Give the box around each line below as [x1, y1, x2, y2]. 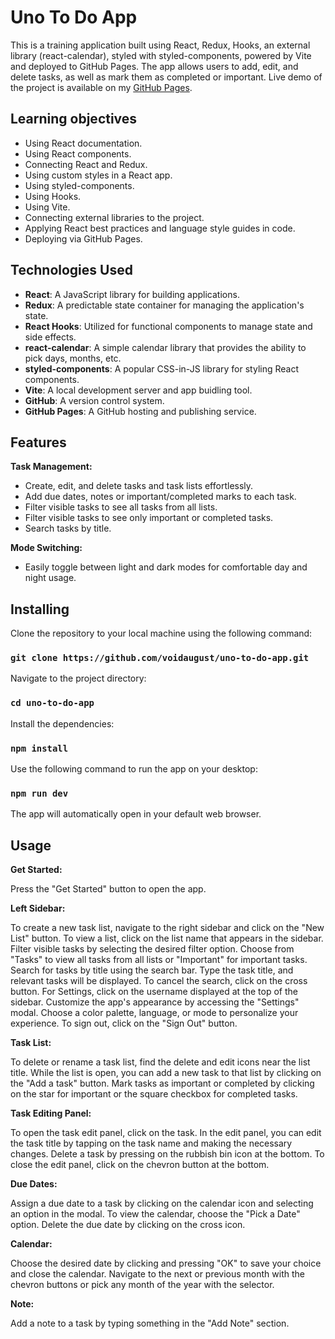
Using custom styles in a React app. [24, 169, 173, 181]
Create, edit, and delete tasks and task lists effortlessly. [24, 480, 254, 492]
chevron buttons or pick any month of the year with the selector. [10, 1279, 275, 1291]
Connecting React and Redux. [24, 158, 148, 170]
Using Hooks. [24, 190, 82, 202]
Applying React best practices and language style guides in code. [24, 222, 296, 234]
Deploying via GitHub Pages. [24, 232, 143, 245]
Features [10, 434, 67, 451]
